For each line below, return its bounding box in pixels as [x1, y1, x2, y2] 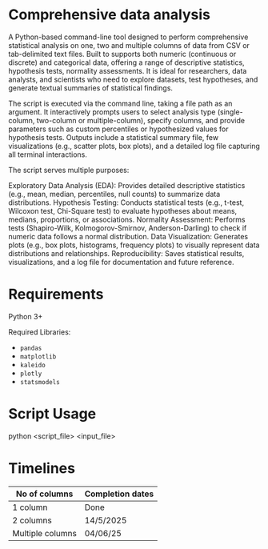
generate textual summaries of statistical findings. [8, 82, 174, 93]
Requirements [8, 286, 104, 303]
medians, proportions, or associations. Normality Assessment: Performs [8, 214, 246, 224]
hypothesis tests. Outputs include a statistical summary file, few [8, 132, 218, 142]
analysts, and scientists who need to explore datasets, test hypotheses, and [8, 74, 258, 84]
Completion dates [84, 488, 154, 499]
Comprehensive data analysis [8, 6, 210, 24]
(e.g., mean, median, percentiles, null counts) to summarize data [8, 189, 221, 198]
